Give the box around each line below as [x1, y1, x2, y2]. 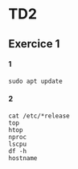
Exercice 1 [8, 37, 60, 51]
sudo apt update [8, 77, 63, 85]
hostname [8, 154, 38, 162]
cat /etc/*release [8, 112, 70, 120]
